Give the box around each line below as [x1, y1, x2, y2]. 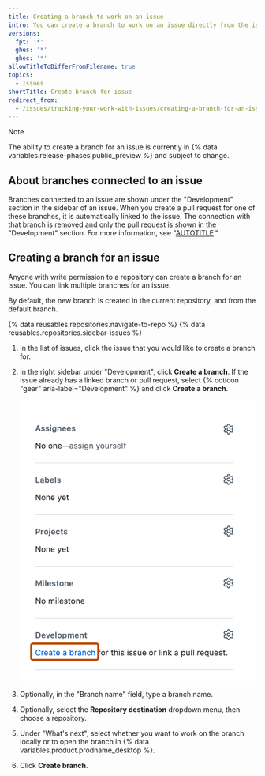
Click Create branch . [19, 761, 88, 770]
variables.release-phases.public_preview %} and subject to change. [8, 151, 230, 160]
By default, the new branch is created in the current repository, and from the [8, 296, 256, 305]
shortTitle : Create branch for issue [8, 88, 132, 96]
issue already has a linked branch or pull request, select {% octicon [19, 375, 239, 385]
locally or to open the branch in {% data [19, 737, 150, 747]
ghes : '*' [15, 46, 47, 55]
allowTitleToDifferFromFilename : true [8, 63, 136, 71]
